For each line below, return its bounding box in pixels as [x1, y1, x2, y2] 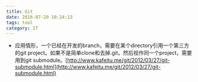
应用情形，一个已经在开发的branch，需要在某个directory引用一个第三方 [14, 42, 190, 49]
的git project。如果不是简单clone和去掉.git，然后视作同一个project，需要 [14, 50, 193, 57]
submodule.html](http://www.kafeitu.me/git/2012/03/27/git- [14, 63, 161, 71]
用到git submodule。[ [14, 57, 68, 64]
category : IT [6, 25, 39, 31]
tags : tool [6, 19, 33, 25]
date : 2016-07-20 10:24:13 [6, 14, 73, 20]
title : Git [6, 8, 33, 15]
